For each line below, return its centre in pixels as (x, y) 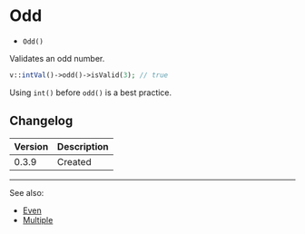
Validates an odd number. (57, 58)
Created (75, 161)
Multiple (38, 219)
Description (83, 146)
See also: (27, 192)
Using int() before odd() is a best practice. (91, 93)
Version (31, 146)
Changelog (41, 121)
